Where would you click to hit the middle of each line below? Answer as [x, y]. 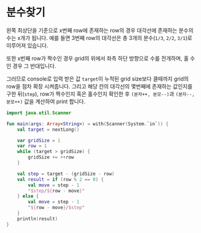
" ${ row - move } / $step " [56, 208]
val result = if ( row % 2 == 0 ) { [60, 179]
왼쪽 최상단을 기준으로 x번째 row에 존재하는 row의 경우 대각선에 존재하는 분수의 [100, 30]
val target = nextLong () [48, 130]
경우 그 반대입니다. [34, 66]
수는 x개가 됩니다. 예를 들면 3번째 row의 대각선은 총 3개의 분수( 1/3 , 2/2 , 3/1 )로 [99, 38]
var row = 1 [32, 146]
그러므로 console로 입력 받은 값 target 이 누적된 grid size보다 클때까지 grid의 [97, 79]
